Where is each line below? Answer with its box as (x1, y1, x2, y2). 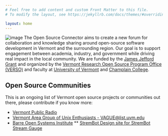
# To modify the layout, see (5, 12, 66, 17)
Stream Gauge (12, 125, 42, 131)
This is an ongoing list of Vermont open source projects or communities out (5, 94, 160, 100)
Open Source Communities (5, 81, 91, 89)
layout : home (5, 21, 32, 26)
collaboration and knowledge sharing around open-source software (5, 40, 145, 46)
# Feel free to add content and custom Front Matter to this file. (5, 7, 149, 12)
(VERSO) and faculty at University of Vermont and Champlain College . (5, 66, 149, 72)
